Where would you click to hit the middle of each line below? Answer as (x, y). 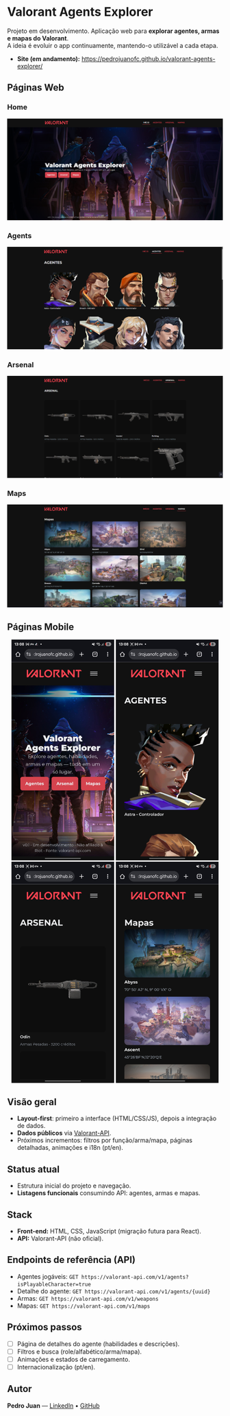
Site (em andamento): (49, 58)
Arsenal (21, 364)
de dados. (31, 1126)
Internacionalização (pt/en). (56, 1367)
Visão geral (32, 1102)
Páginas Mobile (41, 627)
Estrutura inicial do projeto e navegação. (74, 1186)
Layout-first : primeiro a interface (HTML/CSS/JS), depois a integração (117, 1118)
